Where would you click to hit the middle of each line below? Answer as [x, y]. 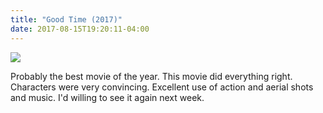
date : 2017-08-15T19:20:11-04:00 [80, 29]
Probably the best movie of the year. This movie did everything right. [151, 76]
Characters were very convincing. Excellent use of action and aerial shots [162, 87]
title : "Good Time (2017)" [66, 19]
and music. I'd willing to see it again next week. [107, 97]
